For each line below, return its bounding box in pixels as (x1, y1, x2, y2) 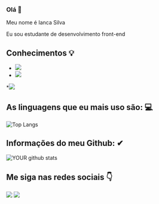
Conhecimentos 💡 (6, 48, 75, 58)
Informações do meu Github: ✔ (6, 138, 124, 148)
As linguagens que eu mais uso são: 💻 (6, 102, 153, 112)
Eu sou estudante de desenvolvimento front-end (6, 31, 126, 38)
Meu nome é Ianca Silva (6, 19, 66, 26)
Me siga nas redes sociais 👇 (6, 172, 113, 182)
